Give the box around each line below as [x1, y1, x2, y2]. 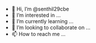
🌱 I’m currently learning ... [11, 18, 74, 24]
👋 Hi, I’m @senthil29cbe [11, 6, 69, 12]
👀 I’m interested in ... [11, 12, 61, 19]
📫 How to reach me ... [11, 31, 66, 37]
